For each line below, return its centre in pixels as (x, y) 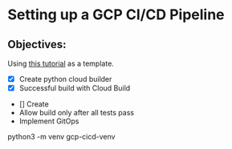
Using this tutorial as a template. (61, 63)
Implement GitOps (49, 121)
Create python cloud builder (65, 79)
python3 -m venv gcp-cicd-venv (61, 137)
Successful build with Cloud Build (75, 88)
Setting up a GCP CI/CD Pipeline (116, 15)
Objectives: (37, 44)
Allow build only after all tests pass (76, 113)
